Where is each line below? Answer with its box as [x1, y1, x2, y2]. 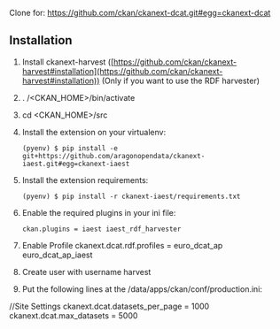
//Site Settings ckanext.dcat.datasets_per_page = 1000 [9, 301, 210, 311]
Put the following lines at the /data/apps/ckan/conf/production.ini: [21, 283, 263, 295]
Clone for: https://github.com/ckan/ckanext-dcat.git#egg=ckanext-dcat [9, 8, 271, 18]
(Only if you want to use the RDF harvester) [101, 75, 260, 86]
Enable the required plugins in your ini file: [21, 207, 176, 218]
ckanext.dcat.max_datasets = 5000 [9, 310, 138, 321]
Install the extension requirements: [21, 174, 149, 185]
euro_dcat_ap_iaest [21, 249, 93, 260]
